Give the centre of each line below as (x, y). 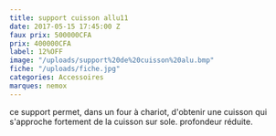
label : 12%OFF (37, 52)
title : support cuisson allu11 (69, 18)
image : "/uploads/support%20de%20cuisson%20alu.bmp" (112, 60)
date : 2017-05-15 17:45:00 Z (65, 26)
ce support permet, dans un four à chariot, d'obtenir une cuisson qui (138, 111)
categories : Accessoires (57, 78)
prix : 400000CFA (40, 43)
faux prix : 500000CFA (51, 35)
